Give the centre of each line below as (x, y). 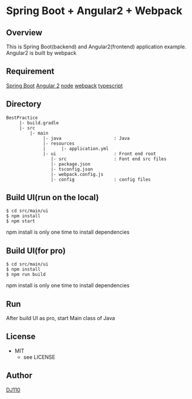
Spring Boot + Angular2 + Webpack (94, 11)
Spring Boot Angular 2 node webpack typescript (65, 85)
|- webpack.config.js (77, 174)
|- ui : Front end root (100, 154)
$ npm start (21, 221)
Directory (24, 104)
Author (19, 376)
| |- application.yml (76, 148)
